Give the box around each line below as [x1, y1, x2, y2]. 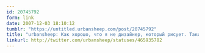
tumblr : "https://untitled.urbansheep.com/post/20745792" [6, 26, 157, 32]
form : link [6, 15, 34, 21]
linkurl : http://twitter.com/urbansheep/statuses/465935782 [6, 37, 163, 43]
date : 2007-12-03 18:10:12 [6, 20, 75, 26]
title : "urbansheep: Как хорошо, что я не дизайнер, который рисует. [6, 32, 187, 38]
